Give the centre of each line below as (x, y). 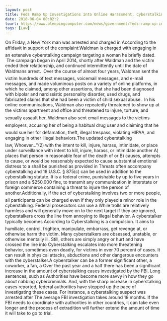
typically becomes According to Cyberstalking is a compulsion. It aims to (80, 222)
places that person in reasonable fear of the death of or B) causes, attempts (83, 156)
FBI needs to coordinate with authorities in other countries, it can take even (82, 303)
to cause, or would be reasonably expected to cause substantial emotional (81, 161)
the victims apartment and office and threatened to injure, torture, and (77, 110)
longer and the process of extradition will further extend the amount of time (83, 308)
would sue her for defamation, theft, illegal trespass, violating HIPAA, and (80, 133)
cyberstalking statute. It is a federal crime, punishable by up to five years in (82, 177)
